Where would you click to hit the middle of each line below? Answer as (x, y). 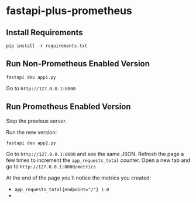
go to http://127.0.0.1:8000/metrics (51, 166)
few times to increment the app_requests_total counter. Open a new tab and (98, 160)
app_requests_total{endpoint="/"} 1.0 (62, 190)
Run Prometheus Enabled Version (68, 107)
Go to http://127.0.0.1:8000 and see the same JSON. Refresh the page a (95, 154)
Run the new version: (32, 132)
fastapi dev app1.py (31, 77)
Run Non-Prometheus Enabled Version (78, 64)
